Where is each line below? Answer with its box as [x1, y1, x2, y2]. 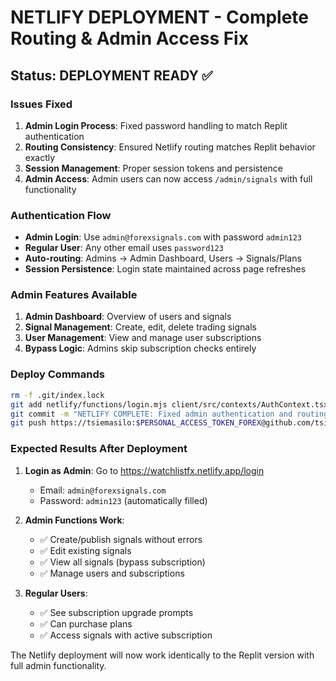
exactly [24, 151, 56, 163]
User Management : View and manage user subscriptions [24, 332, 262, 344]
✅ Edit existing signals [39, 544, 132, 556]
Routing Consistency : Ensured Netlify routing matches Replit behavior [24, 141, 316, 153]
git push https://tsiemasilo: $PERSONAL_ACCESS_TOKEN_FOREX [10, 418, 262, 428]
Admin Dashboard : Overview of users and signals [24, 311, 232, 323]
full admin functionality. [10, 659, 107, 671]
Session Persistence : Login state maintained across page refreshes [24, 263, 307, 275]
